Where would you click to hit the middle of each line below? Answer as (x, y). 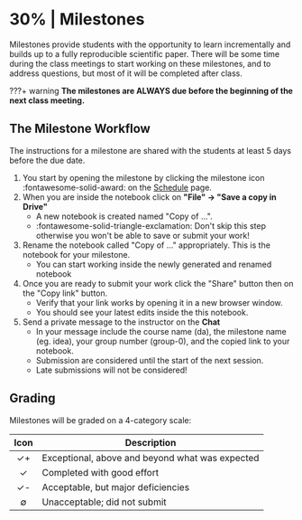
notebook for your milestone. (76, 254)
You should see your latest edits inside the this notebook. (142, 312)
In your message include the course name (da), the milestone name (161, 331)
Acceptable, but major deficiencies (116, 487)
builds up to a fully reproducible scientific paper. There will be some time (145, 53)
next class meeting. (47, 100)
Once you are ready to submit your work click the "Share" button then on (158, 283)
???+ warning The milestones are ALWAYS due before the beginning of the (151, 90)
